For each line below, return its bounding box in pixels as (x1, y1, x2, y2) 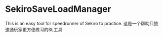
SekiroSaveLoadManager (5, 3, 111, 15)
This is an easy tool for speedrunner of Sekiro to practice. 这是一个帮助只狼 (5, 20, 159, 26)
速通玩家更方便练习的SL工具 (5, 26, 63, 33)
